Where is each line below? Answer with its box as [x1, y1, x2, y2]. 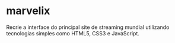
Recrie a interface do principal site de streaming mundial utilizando [6, 24, 170, 31]
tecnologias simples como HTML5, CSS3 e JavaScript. [6, 29, 139, 37]
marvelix [6, 4, 50, 18]
